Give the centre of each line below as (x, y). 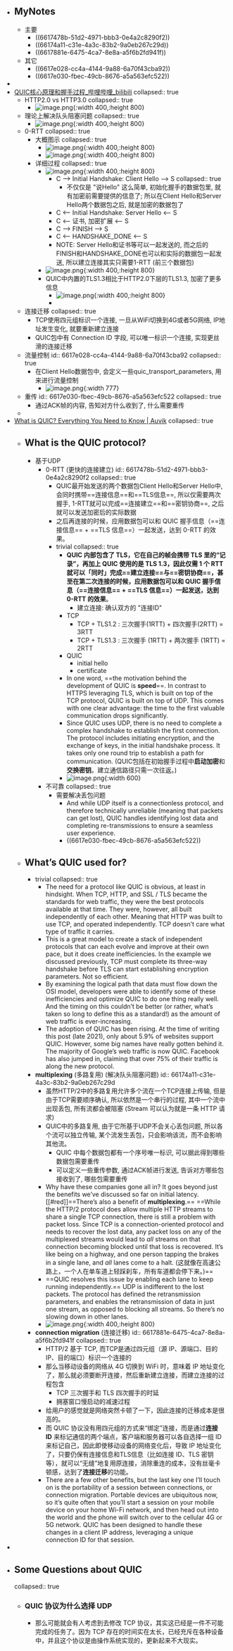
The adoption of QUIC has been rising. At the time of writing (132, 1029)
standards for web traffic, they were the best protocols (125, 902)
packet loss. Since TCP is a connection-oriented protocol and (134, 1224)
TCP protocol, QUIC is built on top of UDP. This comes (145, 701)
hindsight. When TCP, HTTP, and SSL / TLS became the (126, 894)
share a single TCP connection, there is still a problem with (131, 1217)
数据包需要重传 (78, 1162)
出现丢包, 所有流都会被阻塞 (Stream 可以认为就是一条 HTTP (131, 1109)
